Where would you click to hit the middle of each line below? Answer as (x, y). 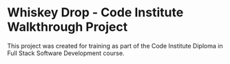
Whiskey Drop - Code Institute (95, 13)
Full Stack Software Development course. (66, 53)
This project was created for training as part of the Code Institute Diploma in (115, 46)
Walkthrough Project (67, 27)
